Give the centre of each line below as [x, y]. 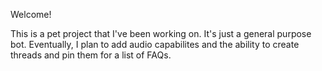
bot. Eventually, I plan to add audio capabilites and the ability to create [155, 44]
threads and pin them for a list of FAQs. [91, 55]
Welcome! [31, 14]
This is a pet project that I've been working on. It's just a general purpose [161, 33]
